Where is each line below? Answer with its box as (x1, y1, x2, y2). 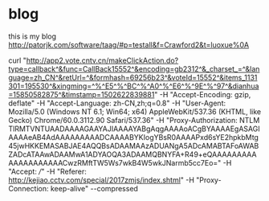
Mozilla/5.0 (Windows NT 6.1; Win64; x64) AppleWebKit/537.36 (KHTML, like (8, 106, 262, 117)
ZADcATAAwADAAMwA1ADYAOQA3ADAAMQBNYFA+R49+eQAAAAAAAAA (8, 150, 257, 159)
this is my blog (8, 31, 57, 41)
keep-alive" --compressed (50, 183, 139, 193)
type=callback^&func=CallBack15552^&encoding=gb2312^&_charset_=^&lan (8, 64, 260, 73)
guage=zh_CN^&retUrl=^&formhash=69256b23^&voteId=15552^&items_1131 (8, 72, 258, 82)
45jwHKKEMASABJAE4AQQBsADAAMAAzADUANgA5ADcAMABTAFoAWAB (8, 141, 259, 150)
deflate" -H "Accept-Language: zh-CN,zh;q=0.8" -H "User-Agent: (8, 98, 226, 108)
